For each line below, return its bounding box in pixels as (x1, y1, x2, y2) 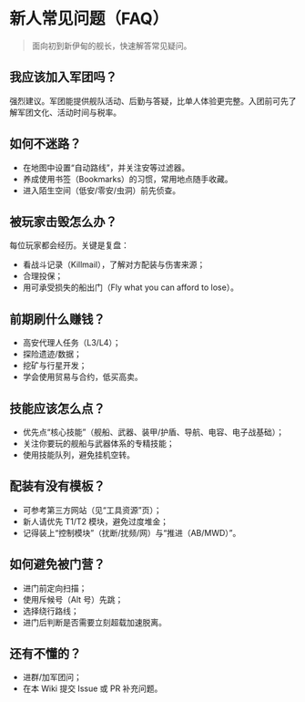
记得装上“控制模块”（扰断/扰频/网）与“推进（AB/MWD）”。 (22, 527, 241, 538)
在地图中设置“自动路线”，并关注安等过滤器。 (22, 161, 190, 173)
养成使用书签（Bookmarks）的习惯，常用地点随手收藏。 (22, 173, 234, 184)
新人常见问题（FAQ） (9, 8, 169, 29)
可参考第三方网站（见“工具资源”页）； (22, 504, 162, 515)
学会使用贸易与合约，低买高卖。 (22, 371, 143, 383)
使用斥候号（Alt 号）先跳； (22, 594, 124, 604)
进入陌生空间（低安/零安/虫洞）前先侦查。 (22, 184, 180, 196)
